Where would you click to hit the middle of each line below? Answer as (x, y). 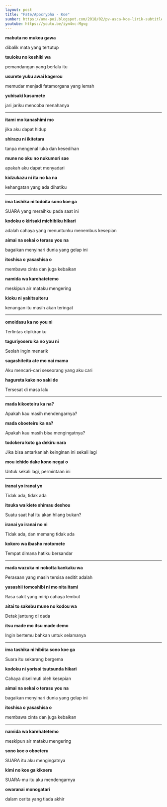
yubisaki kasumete (25, 96)
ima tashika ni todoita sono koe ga (41, 202)
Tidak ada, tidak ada (26, 496)
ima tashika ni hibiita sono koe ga (40, 650)
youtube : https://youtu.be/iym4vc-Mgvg (46, 24)
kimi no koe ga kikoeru (29, 770)
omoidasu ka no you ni (29, 322)
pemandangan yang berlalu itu (37, 67)
